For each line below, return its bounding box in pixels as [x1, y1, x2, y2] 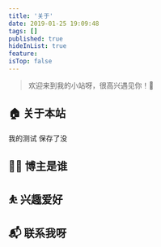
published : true [8, 34, 63, 43]
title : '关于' [8, 11, 54, 20]
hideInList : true [8, 42, 67, 50]
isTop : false [8, 58, 53, 66]
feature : [8, 50, 38, 58]
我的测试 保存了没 [8, 133, 67, 143]
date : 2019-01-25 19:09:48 [8, 19, 100, 28]
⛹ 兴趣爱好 [8, 193, 63, 207]
